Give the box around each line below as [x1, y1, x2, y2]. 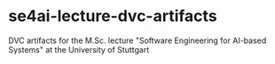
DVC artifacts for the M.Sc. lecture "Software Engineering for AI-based [8, 35, 267, 46]
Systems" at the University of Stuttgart [8, 44, 150, 54]
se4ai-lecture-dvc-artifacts [8, 6, 218, 26]
